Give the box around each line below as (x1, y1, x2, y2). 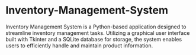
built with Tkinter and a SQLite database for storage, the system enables (5, 35, 182, 43)
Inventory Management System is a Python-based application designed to (5, 23, 187, 30)
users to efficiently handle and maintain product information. (5, 42, 153, 49)
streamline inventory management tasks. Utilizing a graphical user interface (5, 29, 190, 36)
